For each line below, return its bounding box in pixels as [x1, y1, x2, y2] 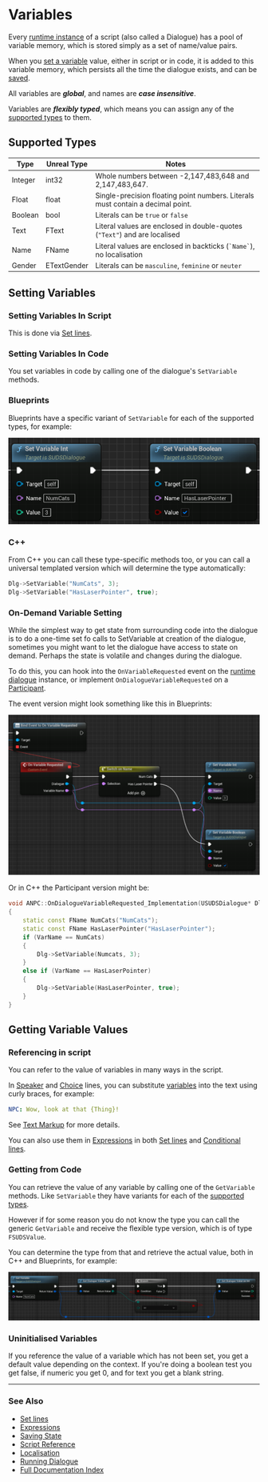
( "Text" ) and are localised [95, 230, 180, 239]
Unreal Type [46, 159, 88, 169]
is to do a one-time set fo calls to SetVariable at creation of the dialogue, [8, 634, 246, 643]
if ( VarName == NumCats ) [22, 933, 105, 941]
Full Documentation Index [19, 1464, 104, 1474]
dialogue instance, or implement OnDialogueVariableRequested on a [8, 675, 229, 685]
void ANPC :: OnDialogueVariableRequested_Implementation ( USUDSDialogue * [8, 899, 251, 907]
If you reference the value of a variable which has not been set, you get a [8, 1351, 249, 1361]
